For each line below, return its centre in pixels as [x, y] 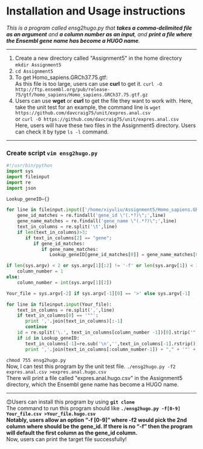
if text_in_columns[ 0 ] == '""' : [58, 315]
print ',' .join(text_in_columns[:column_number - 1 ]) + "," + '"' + [111, 349]
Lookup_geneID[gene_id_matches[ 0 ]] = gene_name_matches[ [123, 255]
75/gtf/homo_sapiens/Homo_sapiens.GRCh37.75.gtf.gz [81, 95]
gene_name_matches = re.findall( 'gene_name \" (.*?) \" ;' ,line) [97, 221]
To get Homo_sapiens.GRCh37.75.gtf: [61, 77]
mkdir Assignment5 [38, 65]
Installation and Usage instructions [96, 11]
